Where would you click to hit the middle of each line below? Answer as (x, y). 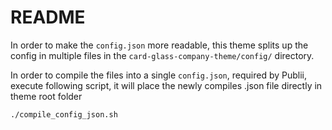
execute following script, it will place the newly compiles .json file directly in (166, 85)
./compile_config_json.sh (64, 114)
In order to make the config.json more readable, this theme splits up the (159, 45)
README (48, 17)
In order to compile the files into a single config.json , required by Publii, (158, 75)
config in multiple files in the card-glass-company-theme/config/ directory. (162, 55)
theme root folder (46, 96)
